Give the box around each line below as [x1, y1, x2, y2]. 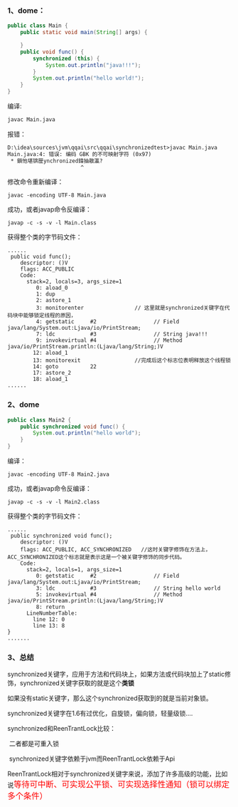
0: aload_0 [36, 284, 69, 292]
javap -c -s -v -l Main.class [7, 219, 97, 227]
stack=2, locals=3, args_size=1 [26, 278, 122, 286]
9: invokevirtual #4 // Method [36, 337, 183, 344]
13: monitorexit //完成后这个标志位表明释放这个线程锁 [33, 357, 231, 364]
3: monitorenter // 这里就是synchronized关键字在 [36, 304, 225, 312]
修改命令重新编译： [7, 177, 64, 186]
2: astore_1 [36, 297, 72, 304]
